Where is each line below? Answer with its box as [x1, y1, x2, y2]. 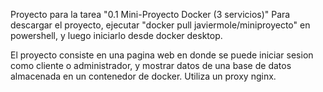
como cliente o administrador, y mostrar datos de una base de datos [10, 60, 292, 71]
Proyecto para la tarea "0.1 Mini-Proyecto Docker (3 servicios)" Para [10, 9, 291, 20]
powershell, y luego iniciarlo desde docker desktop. [10, 30, 223, 41]
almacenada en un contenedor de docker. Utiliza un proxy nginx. [10, 70, 277, 82]
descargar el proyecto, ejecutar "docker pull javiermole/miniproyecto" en [10, 19, 311, 31]
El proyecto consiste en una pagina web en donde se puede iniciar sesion [10, 49, 314, 61]
